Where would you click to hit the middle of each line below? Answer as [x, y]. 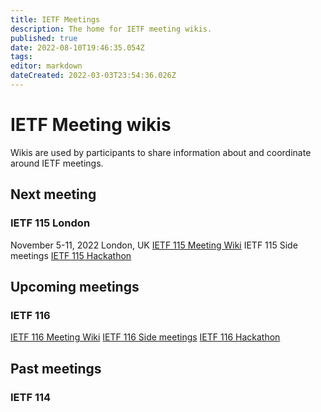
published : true [44, 38]
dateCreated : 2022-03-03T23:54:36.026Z [93, 76]
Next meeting [53, 194]
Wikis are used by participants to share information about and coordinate [161, 152]
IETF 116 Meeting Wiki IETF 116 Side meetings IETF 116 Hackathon [145, 337]
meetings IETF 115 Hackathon [71, 255]
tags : [21, 57]
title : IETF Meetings [55, 19]
